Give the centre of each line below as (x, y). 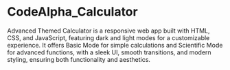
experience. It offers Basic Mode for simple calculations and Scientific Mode (115, 45)
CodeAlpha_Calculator (73, 12)
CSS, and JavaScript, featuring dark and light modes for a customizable (108, 37)
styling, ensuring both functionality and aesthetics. (79, 59)
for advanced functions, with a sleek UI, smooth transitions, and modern (109, 52)
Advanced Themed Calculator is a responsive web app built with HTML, (109, 31)
